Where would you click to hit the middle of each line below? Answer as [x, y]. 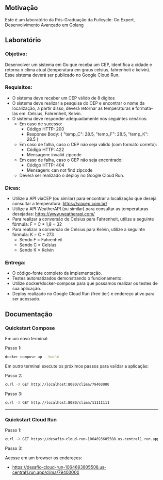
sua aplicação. [26, 289]
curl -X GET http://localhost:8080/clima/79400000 [57, 384]
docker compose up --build [32, 357]
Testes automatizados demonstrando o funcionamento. [67, 278]
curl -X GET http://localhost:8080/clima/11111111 [57, 402]
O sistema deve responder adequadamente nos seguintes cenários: [80, 118]
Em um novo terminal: [27, 339]
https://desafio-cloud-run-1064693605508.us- [59, 467]
